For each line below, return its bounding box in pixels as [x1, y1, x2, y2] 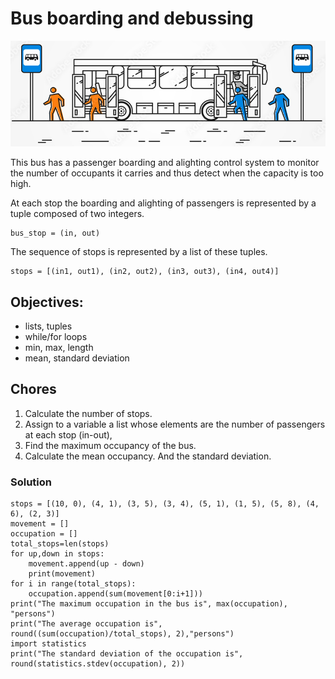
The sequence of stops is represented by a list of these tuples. [10, 246, 268, 258]
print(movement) [28, 569, 97, 579]
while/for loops [24, 330, 88, 342]
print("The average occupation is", [10, 619, 163, 629]
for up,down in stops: [10, 549, 105, 559]
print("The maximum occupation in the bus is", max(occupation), [10, 599, 288, 609]
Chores [10, 381, 57, 398]
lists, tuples [24, 320, 73, 332]
